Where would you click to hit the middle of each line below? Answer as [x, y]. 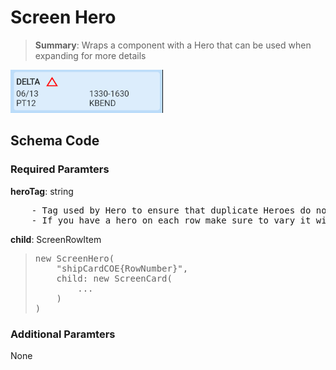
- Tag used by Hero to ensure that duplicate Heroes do [171, 210]
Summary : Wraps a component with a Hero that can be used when [173, 45]
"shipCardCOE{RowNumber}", [122, 268]
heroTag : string [42, 191]
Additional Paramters [63, 334]
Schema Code [55, 141]
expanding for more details [90, 55]
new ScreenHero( [74, 258]
